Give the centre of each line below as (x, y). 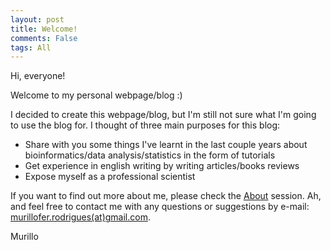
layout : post (37, 19)
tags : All (31, 47)
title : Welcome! (44, 29)
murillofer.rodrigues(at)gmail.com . (80, 217)
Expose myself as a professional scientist (110, 177)
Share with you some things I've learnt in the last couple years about (166, 145)
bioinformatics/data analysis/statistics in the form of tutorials (150, 155)
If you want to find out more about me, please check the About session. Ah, (166, 196)
